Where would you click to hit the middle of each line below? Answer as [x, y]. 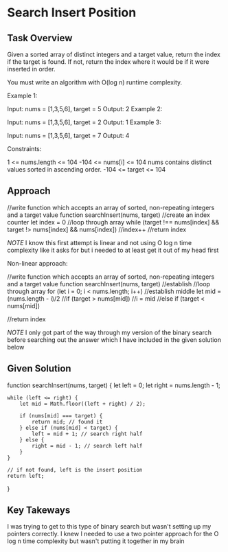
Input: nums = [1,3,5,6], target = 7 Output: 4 [68, 136]
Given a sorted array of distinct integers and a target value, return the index [114, 54]
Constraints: [24, 149]
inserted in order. [32, 69]
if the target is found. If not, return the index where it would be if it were [108, 62]
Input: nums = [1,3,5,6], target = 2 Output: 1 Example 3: [84, 122]
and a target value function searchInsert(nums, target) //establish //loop [109, 284]
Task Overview [40, 38]
